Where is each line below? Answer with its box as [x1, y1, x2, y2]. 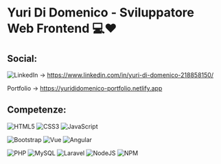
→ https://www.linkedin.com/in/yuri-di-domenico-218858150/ [39, 71, 214, 79]
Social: [7, 53, 38, 65]
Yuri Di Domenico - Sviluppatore [7, 5, 194, 21]
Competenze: [7, 104, 67, 116]
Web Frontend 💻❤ [7, 21, 117, 36]
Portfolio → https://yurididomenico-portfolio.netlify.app [7, 84, 163, 92]
